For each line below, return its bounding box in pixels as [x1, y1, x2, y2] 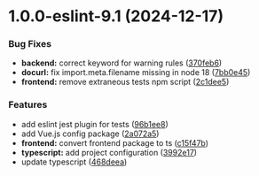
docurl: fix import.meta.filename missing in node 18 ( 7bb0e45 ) [20, 67, 251, 78]
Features [8, 99, 48, 111]
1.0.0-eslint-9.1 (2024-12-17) [8, 6, 224, 27]
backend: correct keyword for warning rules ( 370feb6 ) [20, 57, 223, 68]
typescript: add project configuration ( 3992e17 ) [20, 147, 197, 157]
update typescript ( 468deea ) [20, 157, 128, 167]
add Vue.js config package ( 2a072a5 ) [20, 128, 160, 139]
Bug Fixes [8, 38, 52, 50]
